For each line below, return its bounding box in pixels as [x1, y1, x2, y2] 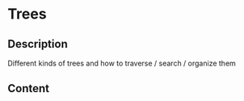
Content [7, 82, 50, 95]
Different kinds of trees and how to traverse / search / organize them [7, 58, 236, 68]
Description [7, 37, 68, 51]
